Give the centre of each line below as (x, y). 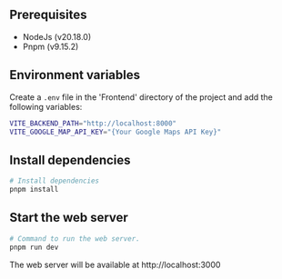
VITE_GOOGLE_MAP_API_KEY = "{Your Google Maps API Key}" (116, 132)
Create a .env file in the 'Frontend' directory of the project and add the (141, 97)
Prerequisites (48, 15)
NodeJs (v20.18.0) (57, 36)
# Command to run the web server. (75, 239)
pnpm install (34, 190)
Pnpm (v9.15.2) (50, 46)
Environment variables (75, 75)
